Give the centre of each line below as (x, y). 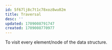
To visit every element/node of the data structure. (56, 42)
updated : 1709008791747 (30, 24)
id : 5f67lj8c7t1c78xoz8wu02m (35, 10)
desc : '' (14, 19)
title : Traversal (23, 14)
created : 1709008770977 (30, 28)
